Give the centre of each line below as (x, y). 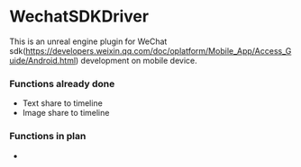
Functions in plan (48, 136)
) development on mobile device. (137, 60)
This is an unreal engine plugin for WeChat (88, 41)
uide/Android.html (43, 60)
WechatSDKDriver (79, 17)
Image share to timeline (66, 113)
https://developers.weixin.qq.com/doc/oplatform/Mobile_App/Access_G (159, 50)
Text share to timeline (63, 103)
